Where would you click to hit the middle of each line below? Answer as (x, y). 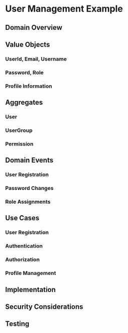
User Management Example (64, 9)
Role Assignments (28, 202)
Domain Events (29, 160)
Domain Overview (34, 28)
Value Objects (28, 44)
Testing (17, 324)
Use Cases (22, 218)
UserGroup (19, 130)
